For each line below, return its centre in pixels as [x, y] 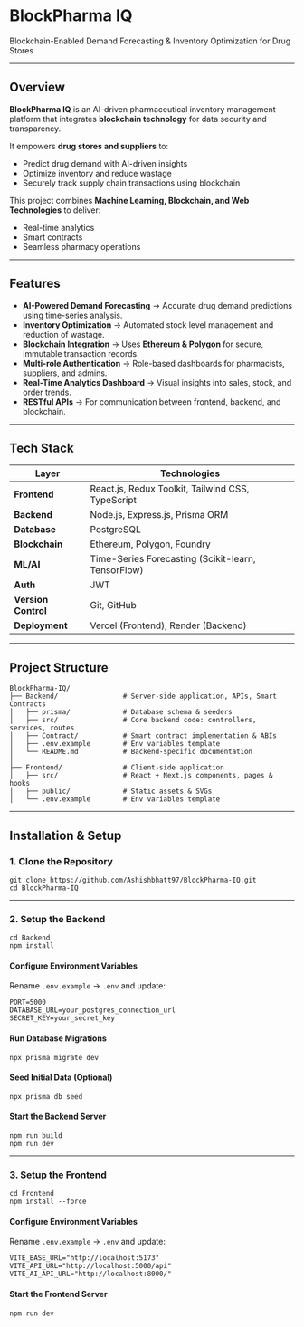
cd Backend [30, 938]
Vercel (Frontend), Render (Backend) [168, 625]
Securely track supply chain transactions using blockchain [131, 183]
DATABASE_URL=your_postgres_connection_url [93, 1010]
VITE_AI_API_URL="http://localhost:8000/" [90, 1274]
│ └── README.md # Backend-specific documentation [131, 752]
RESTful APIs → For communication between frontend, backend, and [152, 401]
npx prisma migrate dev [54, 1057]
